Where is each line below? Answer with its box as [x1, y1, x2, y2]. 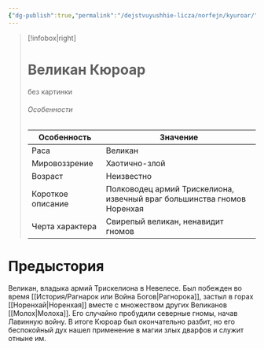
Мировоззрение [31, 158, 93, 169]
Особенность [38, 132, 92, 143]
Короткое [31, 188, 68, 199]
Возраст [31, 170, 64, 181]
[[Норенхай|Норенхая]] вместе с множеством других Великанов [8, 300, 228, 310]
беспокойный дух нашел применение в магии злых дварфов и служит [8, 325, 244, 335]
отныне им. [8, 333, 47, 343]
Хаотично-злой [105, 158, 166, 169]
